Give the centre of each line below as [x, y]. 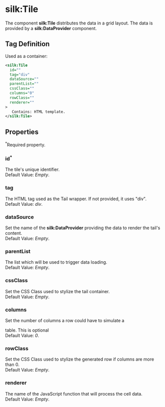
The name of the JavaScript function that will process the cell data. [74, 394]
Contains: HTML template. [39, 112]
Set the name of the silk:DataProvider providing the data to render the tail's [83, 228]
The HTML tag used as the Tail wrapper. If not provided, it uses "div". [76, 199]
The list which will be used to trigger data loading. [56, 262]
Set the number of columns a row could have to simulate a [65, 320]
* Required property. [25, 144]
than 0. [12, 365]
